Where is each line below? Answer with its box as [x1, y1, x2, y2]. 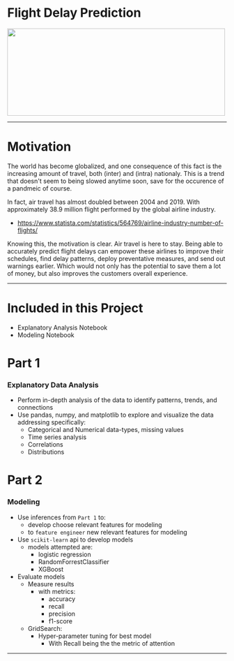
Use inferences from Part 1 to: [17, 513, 106, 521]
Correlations [27, 440, 64, 449]
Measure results [27, 579, 75, 588]
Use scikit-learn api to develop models [17, 535, 134, 544]
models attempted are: [27, 542, 93, 551]
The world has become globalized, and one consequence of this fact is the [7, 162, 222, 170]
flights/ [17, 225, 38, 235]
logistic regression [38, 550, 92, 558]
